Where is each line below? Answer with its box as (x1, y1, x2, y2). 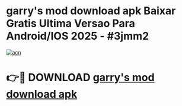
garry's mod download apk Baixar (6, 4, 176, 18)
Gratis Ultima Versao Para (6, 17, 135, 30)
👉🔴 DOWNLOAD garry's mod (6, 71, 155, 84)
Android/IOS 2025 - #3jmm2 (6, 30, 149, 43)
